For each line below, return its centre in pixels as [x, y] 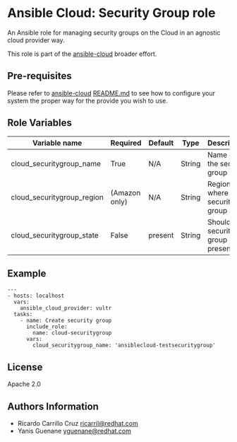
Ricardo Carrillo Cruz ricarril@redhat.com [78, 423]
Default [161, 143]
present [161, 235]
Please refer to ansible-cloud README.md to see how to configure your [111, 93]
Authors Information [53, 406]
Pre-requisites [39, 76]
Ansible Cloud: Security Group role [111, 13]
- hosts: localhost [36, 296]
